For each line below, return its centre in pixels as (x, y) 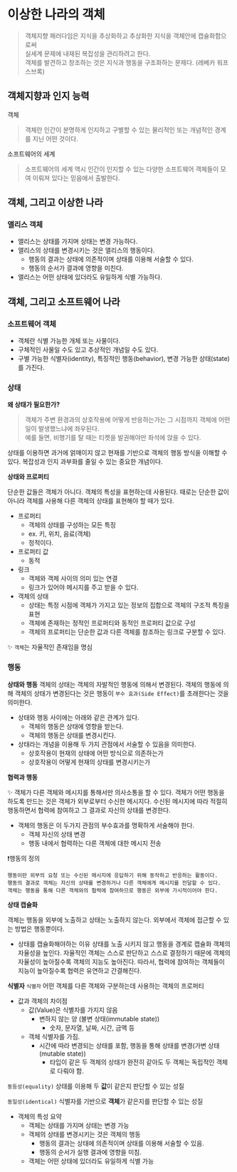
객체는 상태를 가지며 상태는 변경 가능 (79, 1125)
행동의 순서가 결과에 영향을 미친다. (76, 268)
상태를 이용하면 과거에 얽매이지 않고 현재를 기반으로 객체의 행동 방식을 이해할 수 (117, 453)
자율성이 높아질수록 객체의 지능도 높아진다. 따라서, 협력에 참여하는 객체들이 (121, 962)
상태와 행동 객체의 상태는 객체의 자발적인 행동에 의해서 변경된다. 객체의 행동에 (115, 684)
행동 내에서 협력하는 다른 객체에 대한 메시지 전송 (95, 843)
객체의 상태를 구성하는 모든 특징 (72, 525)
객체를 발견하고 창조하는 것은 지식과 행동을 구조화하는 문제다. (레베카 (120, 62)
